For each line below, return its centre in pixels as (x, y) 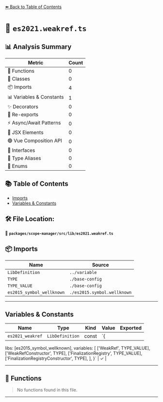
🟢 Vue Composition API (35, 141)
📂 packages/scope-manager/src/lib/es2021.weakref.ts (59, 233)
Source (100, 265)
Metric (36, 63)
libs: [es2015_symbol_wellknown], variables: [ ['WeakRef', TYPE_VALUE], (78, 348)
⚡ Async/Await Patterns (34, 123)
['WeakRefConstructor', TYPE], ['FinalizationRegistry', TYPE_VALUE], (74, 354)
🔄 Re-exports (23, 114)
